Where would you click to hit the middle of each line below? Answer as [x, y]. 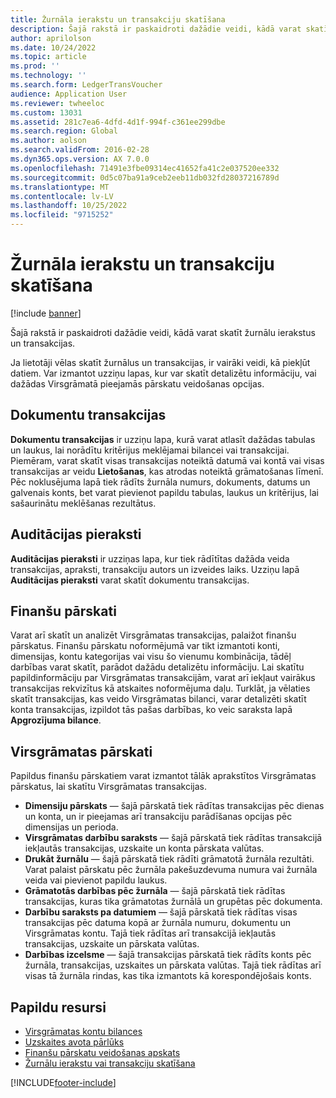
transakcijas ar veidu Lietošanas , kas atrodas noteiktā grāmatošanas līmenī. [167, 471]
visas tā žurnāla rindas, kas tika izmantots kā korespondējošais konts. [168, 976]
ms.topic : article [48, 57]
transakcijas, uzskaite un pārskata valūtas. [112, 944]
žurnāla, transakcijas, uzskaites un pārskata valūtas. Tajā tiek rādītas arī [173, 965]
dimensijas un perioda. [71, 827]
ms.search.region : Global [64, 131]
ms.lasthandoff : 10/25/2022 [69, 206]
